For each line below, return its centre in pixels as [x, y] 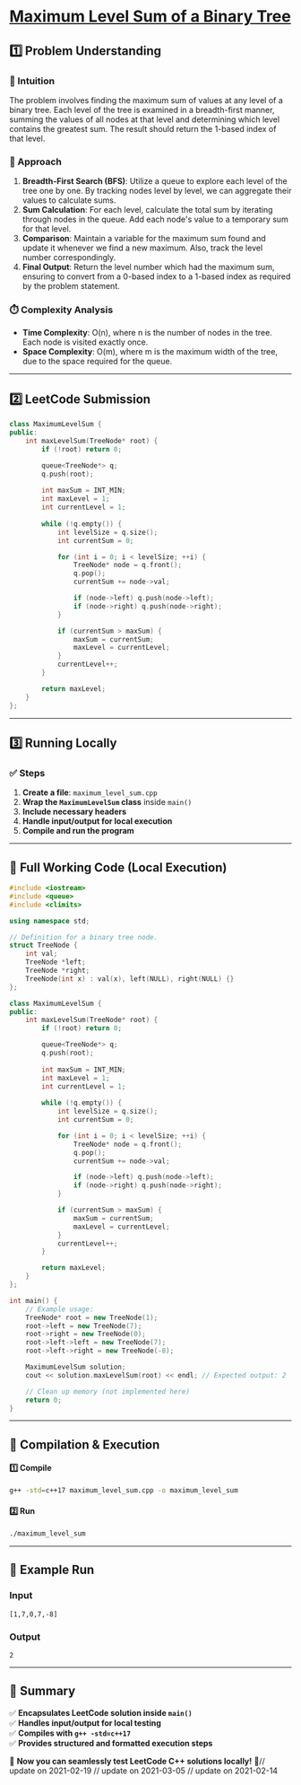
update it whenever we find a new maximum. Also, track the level [142, 248]
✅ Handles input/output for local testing [85, 1723]
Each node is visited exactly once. [85, 342]
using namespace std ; [50, 921]
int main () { [34, 1300]
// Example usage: [60, 1309]
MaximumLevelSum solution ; [76, 1367]
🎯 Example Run [52, 1570]
